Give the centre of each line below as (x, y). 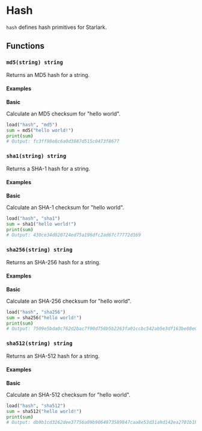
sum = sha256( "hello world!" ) (44, 318)
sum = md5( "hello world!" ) (40, 130)
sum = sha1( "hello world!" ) (41, 224)
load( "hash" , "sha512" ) (36, 406)
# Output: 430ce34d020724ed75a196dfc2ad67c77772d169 (74, 235)
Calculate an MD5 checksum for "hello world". (63, 113)
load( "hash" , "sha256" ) (36, 312)
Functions (26, 46)
